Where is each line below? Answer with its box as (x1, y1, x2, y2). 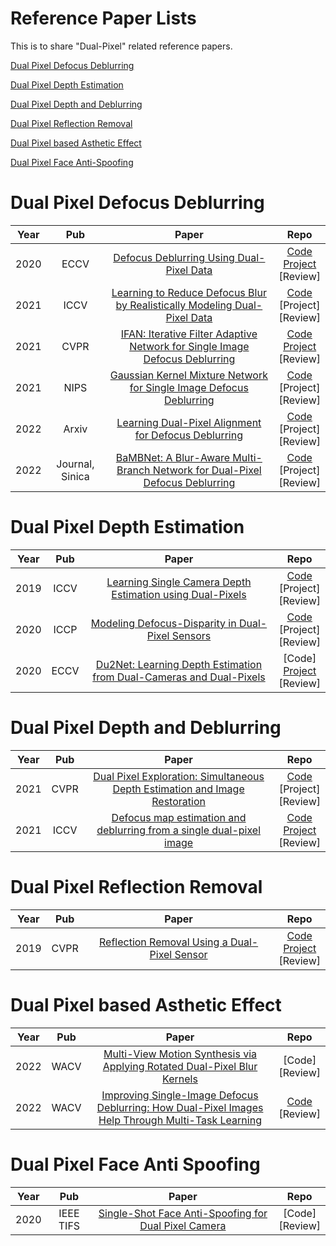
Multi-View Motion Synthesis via (103, 1047, 257, 1061)
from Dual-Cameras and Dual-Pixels (92, 670, 266, 684)
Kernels (162, 1072, 198, 1086)
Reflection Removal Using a (98, 935, 228, 949)
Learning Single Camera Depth (106, 575, 252, 589)
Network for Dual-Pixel (152, 463, 262, 477)
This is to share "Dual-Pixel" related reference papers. (10, 40, 233, 52)
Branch (116, 463, 151, 477)
